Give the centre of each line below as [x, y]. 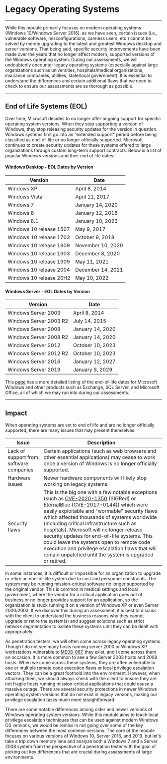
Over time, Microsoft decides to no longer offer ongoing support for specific [83, 118]
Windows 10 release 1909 [39, 262]
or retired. [55, 561]
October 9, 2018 [95, 237]
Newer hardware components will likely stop [95, 478]
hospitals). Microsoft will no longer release [93, 529]
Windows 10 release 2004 [39, 270]
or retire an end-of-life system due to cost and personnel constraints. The [81, 578]
